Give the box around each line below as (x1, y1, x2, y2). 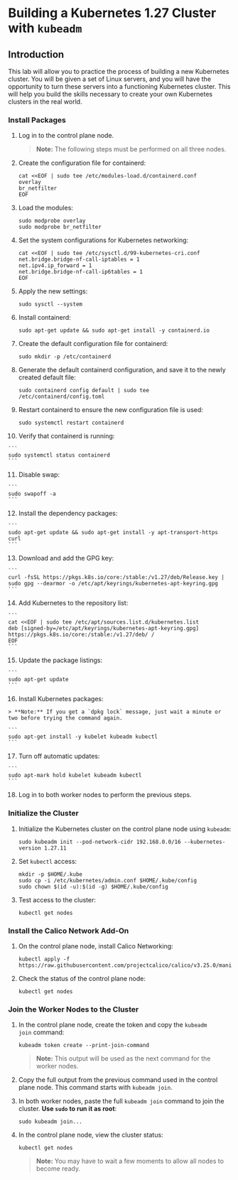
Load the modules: (18, 204, 74, 212)
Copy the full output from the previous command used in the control (18, 1076, 218, 1084)
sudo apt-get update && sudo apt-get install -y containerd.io (18, 327, 210, 335)
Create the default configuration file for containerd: (18, 340, 168, 348)
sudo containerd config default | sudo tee (18, 387, 150, 394)
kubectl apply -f (18, 956, 70, 963)
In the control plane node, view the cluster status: (18, 1131, 163, 1140)
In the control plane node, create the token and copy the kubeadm (18, 1021, 207, 1029)
